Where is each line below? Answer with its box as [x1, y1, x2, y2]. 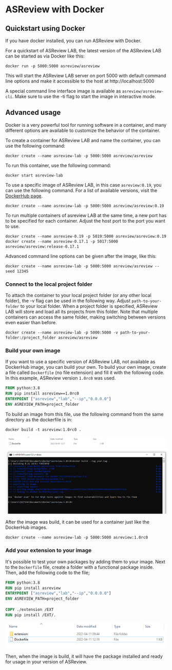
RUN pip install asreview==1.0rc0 [5, 391, 80, 396]
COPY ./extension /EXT [5, 607, 54, 613]
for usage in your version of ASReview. [5, 658, 87, 665]
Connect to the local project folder [5, 281, 92, 288]
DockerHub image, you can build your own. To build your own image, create [5, 364, 166, 370]
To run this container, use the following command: [5, 162, 111, 168]
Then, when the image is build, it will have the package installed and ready [5, 653, 163, 659]
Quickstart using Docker [5, 24, 86, 33]
